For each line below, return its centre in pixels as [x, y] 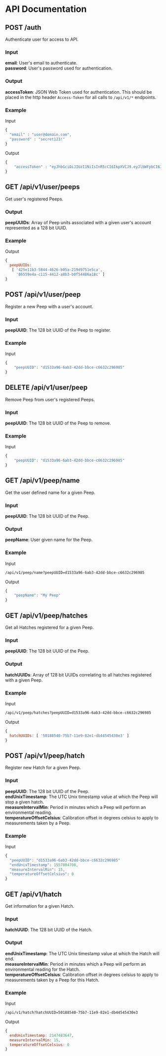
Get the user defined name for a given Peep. [50, 493]
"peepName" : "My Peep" [37, 595]
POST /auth [23, 28]
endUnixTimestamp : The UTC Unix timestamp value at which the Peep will [82, 797]
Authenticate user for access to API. [42, 39]
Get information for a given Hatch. [40, 906]
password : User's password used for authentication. [59, 68]
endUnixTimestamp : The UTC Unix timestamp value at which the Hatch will [82, 953]
